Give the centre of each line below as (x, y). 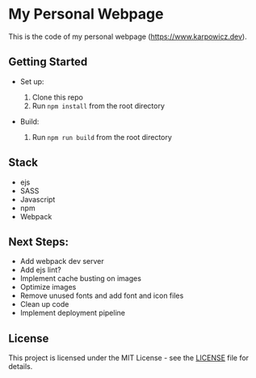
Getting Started (48, 62)
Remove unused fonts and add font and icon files (102, 295)
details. (21, 367)
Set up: (32, 81)
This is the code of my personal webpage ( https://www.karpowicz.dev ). (128, 36)
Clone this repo (57, 97)
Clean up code (44, 304)
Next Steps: (38, 242)
